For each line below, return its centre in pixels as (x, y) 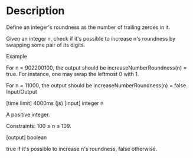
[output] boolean (27, 137)
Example (17, 56)
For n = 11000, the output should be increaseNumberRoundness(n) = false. (97, 85)
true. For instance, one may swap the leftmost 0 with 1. (73, 74)
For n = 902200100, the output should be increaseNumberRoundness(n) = (97, 68)
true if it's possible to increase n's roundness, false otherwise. (82, 149)
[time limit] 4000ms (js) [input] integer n (55, 103)
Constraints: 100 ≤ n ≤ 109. (39, 126)
